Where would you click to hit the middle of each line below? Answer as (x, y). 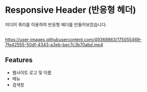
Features (19, 60)
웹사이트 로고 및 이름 (32, 72)
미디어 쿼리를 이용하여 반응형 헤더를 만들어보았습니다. (56, 24)
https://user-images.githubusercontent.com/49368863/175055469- (73, 39)
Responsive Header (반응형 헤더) (71, 10)
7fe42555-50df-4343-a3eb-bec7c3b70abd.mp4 (54, 45)
